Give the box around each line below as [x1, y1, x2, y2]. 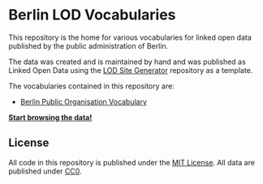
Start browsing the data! [8, 112, 93, 122]
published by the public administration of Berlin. [8, 41, 169, 50]
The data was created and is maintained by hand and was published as [8, 57, 246, 66]
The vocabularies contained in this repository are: [8, 81, 175, 91]
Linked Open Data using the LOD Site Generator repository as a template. [8, 65, 253, 75]
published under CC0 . [8, 166, 83, 176]
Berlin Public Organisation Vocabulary [19, 96, 148, 106]
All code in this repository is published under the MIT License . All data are [8, 157, 256, 167]
